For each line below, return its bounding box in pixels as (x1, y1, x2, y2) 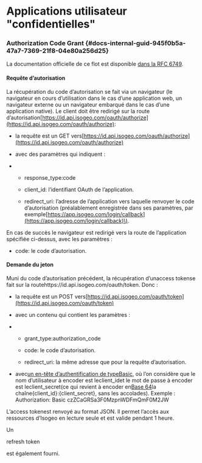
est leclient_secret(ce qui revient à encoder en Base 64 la (15, 383, 156, 391)
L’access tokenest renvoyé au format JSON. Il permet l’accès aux (6, 408, 169, 415)
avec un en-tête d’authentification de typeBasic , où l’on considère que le (15, 370, 196, 377)
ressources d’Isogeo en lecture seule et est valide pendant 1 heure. (6, 414, 175, 422)
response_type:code (24, 174, 76, 181)
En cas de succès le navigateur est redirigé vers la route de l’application (6, 228, 187, 236)
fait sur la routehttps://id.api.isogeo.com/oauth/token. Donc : (6, 281, 158, 288)
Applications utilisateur (6, 4, 128, 18)
